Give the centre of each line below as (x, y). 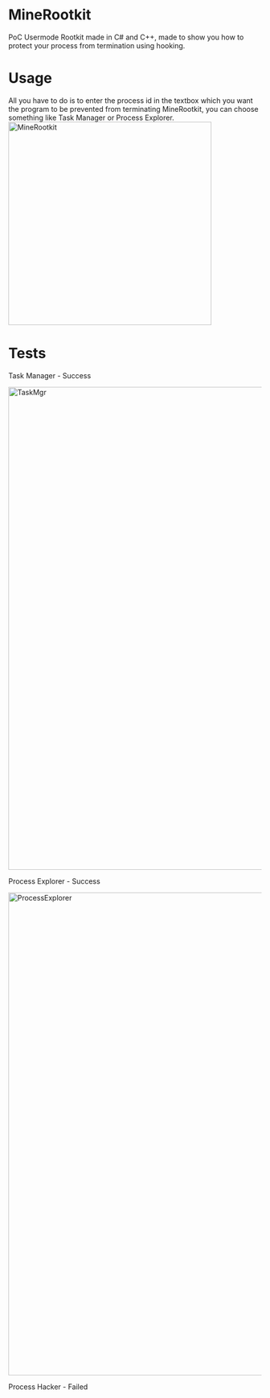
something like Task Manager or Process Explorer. (91, 118)
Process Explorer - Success (54, 881)
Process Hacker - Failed (48, 1387)
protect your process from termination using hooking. (97, 45)
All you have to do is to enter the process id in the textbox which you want (131, 100)
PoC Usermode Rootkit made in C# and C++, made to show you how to (126, 37)
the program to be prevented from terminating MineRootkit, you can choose (133, 109)
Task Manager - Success (50, 375)
